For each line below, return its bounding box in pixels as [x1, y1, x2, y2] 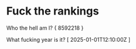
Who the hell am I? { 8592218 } [6, 24, 84, 31]
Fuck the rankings [6, 4, 99, 18]
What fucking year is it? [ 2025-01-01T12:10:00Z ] [6, 36, 131, 43]
